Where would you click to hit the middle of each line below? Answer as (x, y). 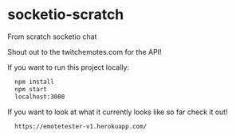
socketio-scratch (66, 15)
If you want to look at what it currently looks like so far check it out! (118, 112)
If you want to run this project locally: (68, 67)
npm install (35, 82)
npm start (31, 89)
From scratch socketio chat (52, 36)
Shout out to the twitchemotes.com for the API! (85, 52)
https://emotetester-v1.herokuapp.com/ (81, 126)
